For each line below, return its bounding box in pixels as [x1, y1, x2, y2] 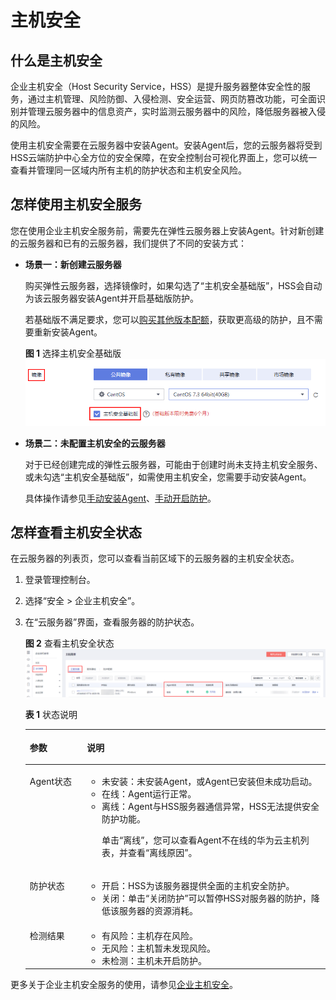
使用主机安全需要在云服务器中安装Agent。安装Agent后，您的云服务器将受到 [10, 139, 323, 151]
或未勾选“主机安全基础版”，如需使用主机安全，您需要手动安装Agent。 [24, 471, 312, 483]
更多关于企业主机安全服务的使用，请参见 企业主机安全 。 [10, 979, 238, 991]
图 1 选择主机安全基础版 [24, 347, 122, 359]
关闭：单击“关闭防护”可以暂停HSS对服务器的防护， [101, 892, 312, 905]
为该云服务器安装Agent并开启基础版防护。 [24, 292, 200, 304]
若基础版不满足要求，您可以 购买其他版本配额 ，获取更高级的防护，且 [24, 313, 306, 325]
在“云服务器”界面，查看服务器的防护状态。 [24, 616, 200, 628]
